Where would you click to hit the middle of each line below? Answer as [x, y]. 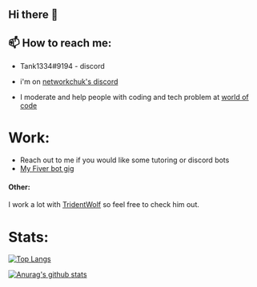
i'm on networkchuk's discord [69, 82]
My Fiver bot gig [47, 169]
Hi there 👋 [33, 15]
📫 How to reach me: [60, 43]
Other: [19, 187]
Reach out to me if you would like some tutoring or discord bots [124, 160]
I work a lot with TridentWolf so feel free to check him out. [104, 205]
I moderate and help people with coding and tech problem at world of [135, 98]
